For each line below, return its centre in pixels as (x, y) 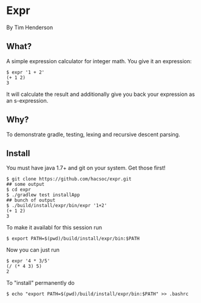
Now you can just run (33, 250)
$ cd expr (19, 190)
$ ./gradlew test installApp (43, 195)
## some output (26, 185)
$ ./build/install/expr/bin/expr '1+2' (57, 206)
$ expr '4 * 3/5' (28, 261)
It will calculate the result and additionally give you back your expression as (101, 94)
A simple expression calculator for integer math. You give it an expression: (99, 61)
